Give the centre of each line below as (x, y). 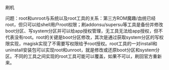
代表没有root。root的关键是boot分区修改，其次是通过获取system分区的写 (82, 37)
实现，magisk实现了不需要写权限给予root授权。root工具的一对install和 (83, 44)
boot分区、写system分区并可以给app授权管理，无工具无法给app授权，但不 (84, 31)
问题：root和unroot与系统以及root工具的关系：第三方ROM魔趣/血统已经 (81, 18)
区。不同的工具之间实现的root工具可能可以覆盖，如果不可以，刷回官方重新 (84, 56)
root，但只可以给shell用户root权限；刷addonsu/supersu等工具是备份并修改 (84, 25)
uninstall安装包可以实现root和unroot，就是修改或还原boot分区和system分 (82, 50)
